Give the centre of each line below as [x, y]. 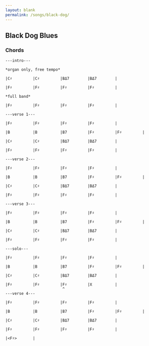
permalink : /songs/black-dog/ [38, 15]
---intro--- [18, 61]
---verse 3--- [20, 204]
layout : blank [20, 10]
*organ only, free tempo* [33, 70]
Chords [15, 50]
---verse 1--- [20, 115]
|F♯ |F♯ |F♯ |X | [61, 285]
